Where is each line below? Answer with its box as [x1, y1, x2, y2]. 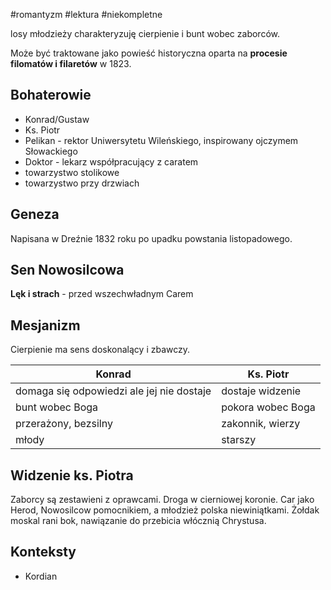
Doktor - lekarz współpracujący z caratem [24, 155, 199, 168]
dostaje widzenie [221, 384, 302, 398]
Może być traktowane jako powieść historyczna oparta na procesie [10, 47, 288, 59]
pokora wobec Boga [221, 400, 316, 414]
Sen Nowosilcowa [10, 262, 125, 279]
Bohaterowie [10, 87, 92, 104]
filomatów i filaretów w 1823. [10, 58, 132, 69]
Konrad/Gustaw [24, 113, 90, 125]
